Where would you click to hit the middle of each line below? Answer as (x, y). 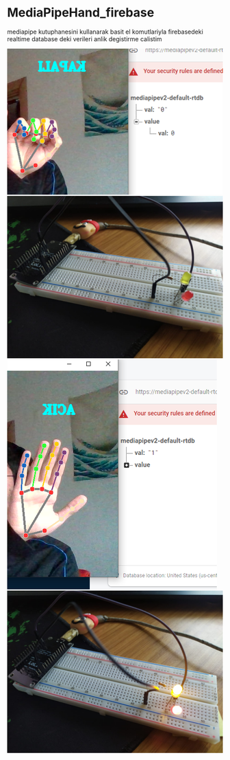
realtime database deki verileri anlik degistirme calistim (85, 38)
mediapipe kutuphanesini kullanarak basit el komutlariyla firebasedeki (105, 32)
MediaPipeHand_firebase (81, 13)
